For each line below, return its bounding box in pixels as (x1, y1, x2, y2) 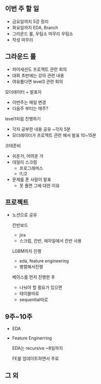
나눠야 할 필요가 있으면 (19, 284, 63, 290)
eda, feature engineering (19, 258, 69, 264)
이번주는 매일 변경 (12, 99, 46, 105)
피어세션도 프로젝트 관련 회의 (12, 66, 67, 72)
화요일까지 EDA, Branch (12, 24, 58, 30)
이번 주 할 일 (5, 4, 39, 13)
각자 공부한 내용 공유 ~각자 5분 (12, 126, 71, 132)
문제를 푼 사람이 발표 (12, 176, 51, 182)
